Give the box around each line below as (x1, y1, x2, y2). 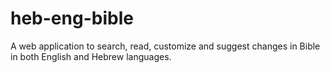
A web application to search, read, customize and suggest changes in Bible (10, 40, 321, 52)
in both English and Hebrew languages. (10, 50, 172, 62)
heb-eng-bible (10, 7, 134, 30)
